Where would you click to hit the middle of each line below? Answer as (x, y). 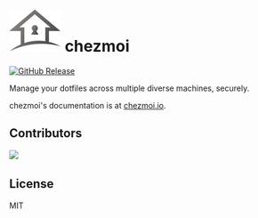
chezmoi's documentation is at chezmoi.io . (88, 105)
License (32, 184)
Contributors (46, 133)
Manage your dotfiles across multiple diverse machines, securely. (129, 88)
